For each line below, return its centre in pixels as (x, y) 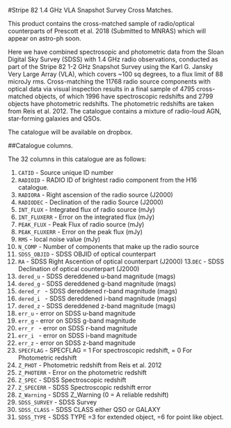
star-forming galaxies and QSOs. (55, 119)
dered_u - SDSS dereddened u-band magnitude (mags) (97, 276)
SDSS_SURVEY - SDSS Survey (57, 402)
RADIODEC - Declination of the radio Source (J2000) (91, 202)
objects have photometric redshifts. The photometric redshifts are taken (111, 104)
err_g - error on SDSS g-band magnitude (77, 321)
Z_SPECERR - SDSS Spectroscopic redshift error (85, 387)
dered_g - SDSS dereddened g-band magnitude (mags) (97, 284)
